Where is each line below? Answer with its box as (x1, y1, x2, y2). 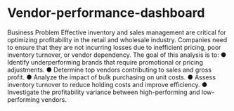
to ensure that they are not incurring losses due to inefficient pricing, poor (7, 43, 221, 51)
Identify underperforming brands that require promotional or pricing (7, 58, 204, 66)
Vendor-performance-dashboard (7, 5, 205, 21)
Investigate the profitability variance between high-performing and (7, 88, 200, 96)
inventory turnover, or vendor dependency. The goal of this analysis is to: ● (7, 51, 227, 59)
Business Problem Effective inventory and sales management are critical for (7, 28, 226, 37)
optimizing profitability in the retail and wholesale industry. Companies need (7, 35, 228, 44)
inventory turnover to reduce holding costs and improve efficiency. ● (7, 80, 208, 89)
